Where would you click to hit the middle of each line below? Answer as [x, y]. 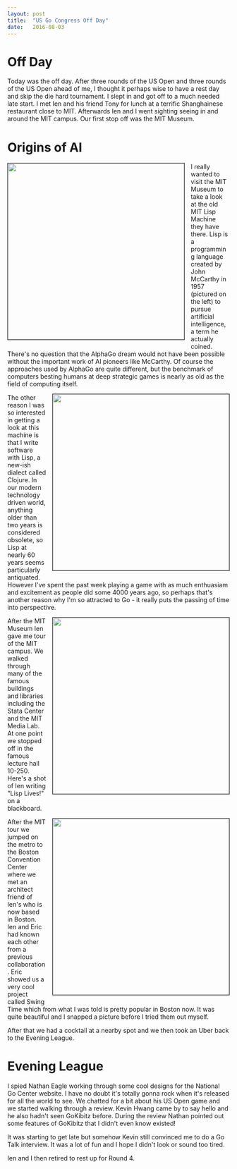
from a [17, 950]
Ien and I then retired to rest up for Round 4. [71, 1158]
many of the [25, 673]
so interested [26, 412]
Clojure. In [22, 480]
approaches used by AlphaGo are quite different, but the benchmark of [110, 369]
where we [22, 874]
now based [24, 912]
